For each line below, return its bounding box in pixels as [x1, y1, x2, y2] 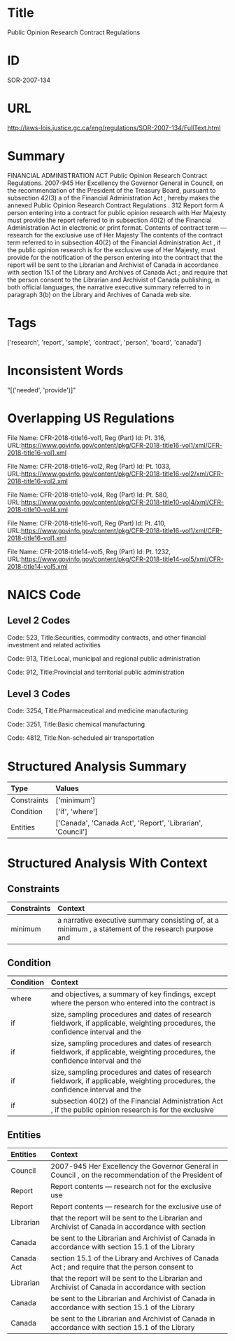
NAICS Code [7, 586, 81, 603]
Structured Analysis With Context [7, 855, 208, 871]
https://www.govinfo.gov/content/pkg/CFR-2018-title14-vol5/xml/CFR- [20, 555, 224, 563]
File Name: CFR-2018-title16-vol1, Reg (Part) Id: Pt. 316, [7, 433, 166, 442]
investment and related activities [7, 640, 101, 649]
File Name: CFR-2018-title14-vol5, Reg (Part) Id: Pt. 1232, [7, 547, 171, 556]
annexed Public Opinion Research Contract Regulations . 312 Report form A [7, 201, 224, 209]
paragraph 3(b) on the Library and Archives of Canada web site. [7, 290, 192, 298]
